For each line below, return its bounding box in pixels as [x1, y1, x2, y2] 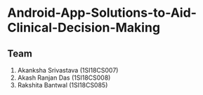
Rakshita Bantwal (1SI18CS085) [17, 81, 108, 89]
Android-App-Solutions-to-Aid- [7, 5, 197, 21]
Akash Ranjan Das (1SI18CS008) [17, 73, 111, 82]
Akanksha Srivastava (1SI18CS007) [17, 66, 119, 74]
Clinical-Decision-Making [7, 20, 160, 36]
